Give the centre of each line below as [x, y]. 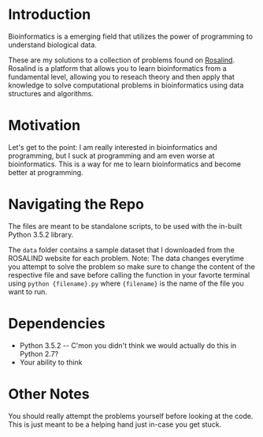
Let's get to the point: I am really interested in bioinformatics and [113, 147]
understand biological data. [52, 44]
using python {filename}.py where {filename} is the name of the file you [126, 283]
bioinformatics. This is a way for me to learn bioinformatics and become [125, 164]
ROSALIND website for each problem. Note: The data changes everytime [126, 258]
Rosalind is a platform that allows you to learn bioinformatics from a [117, 68]
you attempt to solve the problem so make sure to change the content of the [132, 267]
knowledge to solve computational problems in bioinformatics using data [126, 85]
